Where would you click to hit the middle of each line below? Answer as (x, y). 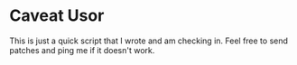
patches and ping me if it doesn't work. (82, 50)
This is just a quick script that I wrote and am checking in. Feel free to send (149, 41)
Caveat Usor (57, 16)
